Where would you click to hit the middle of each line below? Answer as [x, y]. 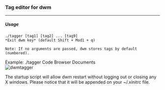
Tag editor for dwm [28, 7]
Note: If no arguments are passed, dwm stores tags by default [71, 49]
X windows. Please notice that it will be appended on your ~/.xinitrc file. [78, 82]
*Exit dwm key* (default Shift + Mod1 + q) [50, 41]
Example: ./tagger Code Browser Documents [50, 62]
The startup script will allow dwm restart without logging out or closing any [81, 77]
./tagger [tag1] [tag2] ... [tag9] [41, 36]
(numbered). [17, 53]
